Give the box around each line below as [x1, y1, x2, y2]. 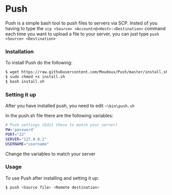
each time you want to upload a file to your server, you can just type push [5, 31, 160, 37]
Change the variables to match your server [5, 151, 96, 157]
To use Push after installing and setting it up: [5, 175, 99, 181]
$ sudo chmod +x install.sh [5, 75, 66, 80]
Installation [5, 48, 34, 55]
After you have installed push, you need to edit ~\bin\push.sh [5, 103, 135, 109]
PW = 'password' [5, 127, 36, 133]
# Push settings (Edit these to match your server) [5, 123, 118, 128]
